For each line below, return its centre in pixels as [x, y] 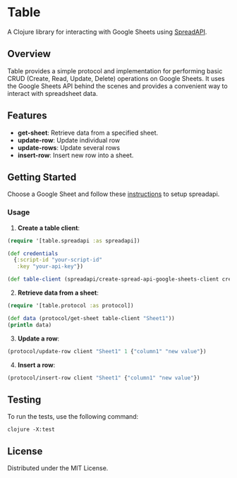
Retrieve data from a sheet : [58, 293]
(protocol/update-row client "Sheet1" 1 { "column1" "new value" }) [107, 351]
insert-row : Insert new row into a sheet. [75, 155]
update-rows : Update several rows [69, 147]
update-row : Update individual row [69, 140]
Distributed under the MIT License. [58, 468]
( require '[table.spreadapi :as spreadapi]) [74, 240]
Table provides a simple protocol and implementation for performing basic [115, 71]
